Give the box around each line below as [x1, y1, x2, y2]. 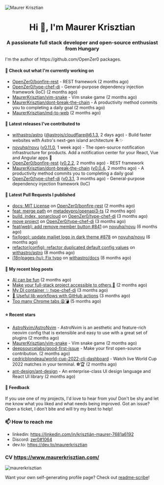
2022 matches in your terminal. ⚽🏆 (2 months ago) [12, 361, 117, 367]
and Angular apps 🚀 [12, 155, 52, 161]
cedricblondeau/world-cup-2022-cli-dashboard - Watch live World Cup [12, 355, 157, 362]
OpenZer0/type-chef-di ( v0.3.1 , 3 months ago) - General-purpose [12, 175, 145, 181]
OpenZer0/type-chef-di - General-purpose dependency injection [12, 84, 144, 90]
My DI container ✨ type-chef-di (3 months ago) [12, 287, 108, 293]
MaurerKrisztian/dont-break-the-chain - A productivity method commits [12, 99, 158, 105]
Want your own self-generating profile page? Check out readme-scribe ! [5, 475, 150, 481]
